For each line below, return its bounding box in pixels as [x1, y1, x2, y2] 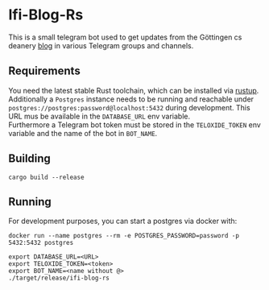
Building [8, 151, 51, 166]
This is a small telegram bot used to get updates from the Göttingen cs [8, 32, 242, 42]
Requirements [8, 64, 81, 78]
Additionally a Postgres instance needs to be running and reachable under [8, 94, 255, 104]
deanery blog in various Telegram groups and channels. [8, 40, 194, 50]
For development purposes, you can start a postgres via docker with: [8, 216, 238, 226]
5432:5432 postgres [8, 239, 74, 247]
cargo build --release [8, 173, 85, 181]
